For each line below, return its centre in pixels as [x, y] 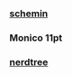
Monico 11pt [36, 37]
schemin [29, 14]
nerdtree [29, 62]
